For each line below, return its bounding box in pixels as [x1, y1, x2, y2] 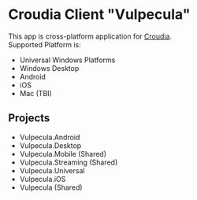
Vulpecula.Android [19, 132, 80, 142]
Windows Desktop [19, 63, 80, 72]
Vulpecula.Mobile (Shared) [19, 149, 107, 158]
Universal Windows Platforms [19, 55, 116, 65]
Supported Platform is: [8, 39, 81, 49]
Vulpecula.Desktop [19, 140, 82, 150]
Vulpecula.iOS [19, 174, 66, 183]
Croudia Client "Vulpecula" [8, 6, 191, 24]
